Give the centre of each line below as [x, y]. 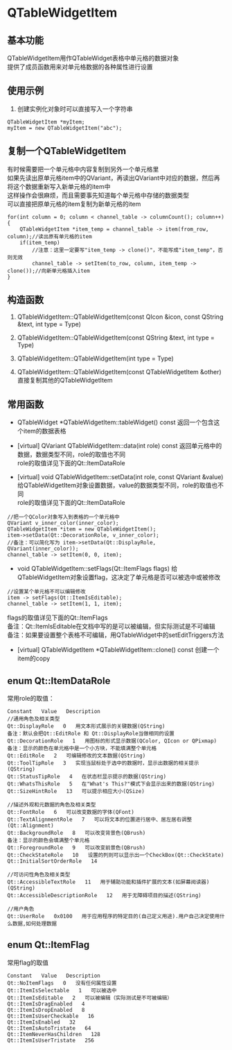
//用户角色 [21, 909]
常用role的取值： [31, 699]
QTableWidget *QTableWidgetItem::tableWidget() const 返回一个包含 [115, 422]
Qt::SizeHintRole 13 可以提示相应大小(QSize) [76, 792]
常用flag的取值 [28, 962]
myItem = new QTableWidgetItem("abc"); [65, 128]
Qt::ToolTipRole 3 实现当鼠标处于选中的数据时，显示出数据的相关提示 [103, 763]
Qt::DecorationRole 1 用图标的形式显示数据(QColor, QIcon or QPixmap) [112, 741]
